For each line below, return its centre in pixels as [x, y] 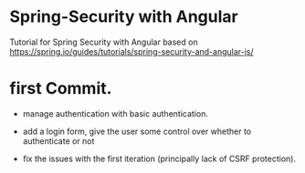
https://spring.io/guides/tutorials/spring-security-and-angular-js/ [131, 51]
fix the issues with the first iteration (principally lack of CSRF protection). [159, 158]
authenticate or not [58, 141]
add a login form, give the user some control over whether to [137, 131]
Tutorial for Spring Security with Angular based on [104, 42]
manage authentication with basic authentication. [115, 113]
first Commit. [61, 89]
